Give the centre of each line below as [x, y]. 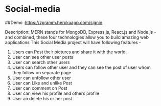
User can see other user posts [43, 57]
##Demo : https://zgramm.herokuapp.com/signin [54, 22]
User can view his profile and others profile [56, 93]
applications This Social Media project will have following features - [73, 42]
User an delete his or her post [42, 98]
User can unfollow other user [41, 78]
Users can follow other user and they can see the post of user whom [81, 67]
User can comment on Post [40, 88]
